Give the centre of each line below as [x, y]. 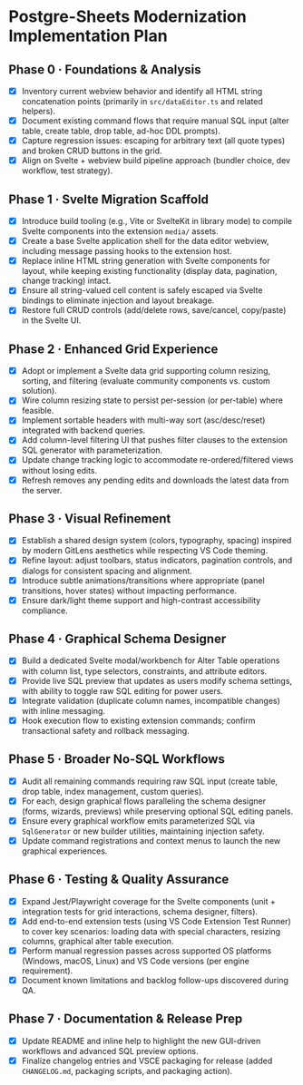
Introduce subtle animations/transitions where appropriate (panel [143, 580]
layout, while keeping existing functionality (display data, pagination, [149, 271]
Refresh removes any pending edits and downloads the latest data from [155, 480]
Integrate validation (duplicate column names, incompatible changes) [151, 700]
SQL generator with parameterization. [92, 450]
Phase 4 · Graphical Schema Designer [117, 639]
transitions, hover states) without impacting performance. [129, 591]
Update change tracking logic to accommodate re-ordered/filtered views [157, 460]
